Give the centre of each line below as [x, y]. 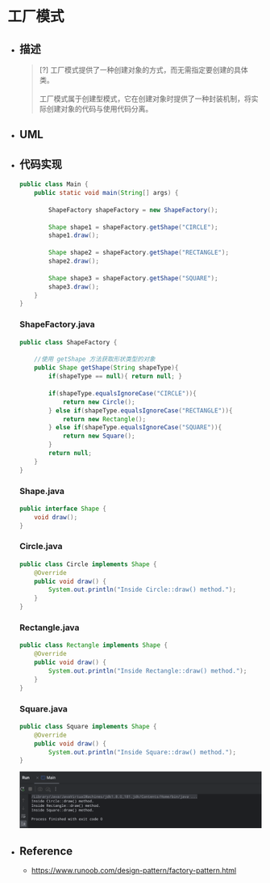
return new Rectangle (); [104, 419]
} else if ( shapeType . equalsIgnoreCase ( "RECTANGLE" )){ [141, 410]
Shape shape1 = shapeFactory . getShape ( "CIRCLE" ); [133, 227]
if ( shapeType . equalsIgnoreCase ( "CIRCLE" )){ [123, 393]
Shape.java [42, 491]
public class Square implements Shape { [88, 726]
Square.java [43, 708]
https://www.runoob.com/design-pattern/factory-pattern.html [134, 871]
